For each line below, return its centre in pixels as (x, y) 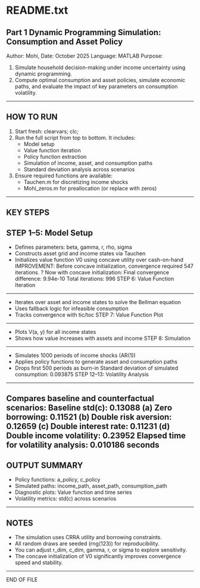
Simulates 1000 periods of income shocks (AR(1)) (75, 355)
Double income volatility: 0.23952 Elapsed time (96, 436)
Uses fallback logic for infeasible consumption (72, 309)
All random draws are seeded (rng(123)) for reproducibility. (87, 544)
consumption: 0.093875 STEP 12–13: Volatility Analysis (82, 374)
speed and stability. (39, 562)
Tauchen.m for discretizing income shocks (76, 182)
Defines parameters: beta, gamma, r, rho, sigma (73, 247)
